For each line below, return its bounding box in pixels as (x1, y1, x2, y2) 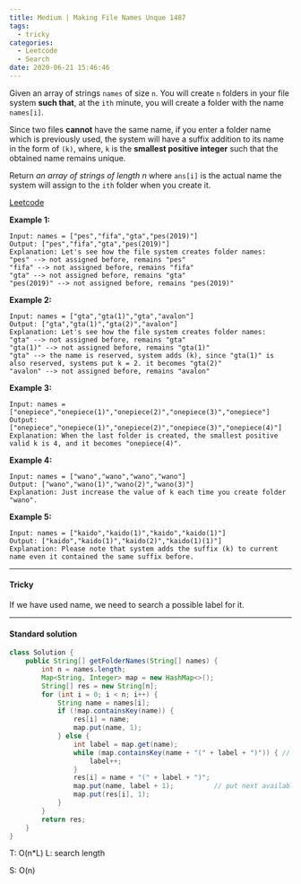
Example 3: (9, 382, 52, 393)
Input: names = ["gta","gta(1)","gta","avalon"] (9, 311, 194, 321)
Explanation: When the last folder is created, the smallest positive (9, 431, 279, 440)
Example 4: (9, 455, 52, 465)
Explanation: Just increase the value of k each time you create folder (9, 488, 287, 497)
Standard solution (9, 628, 78, 639)
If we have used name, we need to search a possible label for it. (9, 600, 245, 611)
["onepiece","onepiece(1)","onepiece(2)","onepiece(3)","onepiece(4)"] (9, 423, 282, 432)
